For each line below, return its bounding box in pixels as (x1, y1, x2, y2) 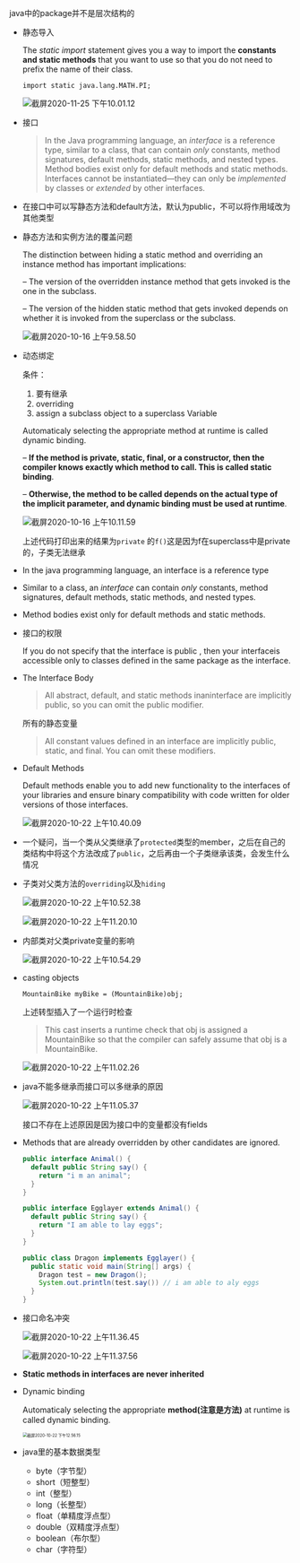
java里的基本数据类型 (21, 1446, 101, 1457)
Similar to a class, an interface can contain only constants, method (21, 582, 269, 593)
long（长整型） (35, 1499, 92, 1509)
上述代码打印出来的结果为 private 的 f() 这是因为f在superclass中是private (21, 536, 291, 546)
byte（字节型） (35, 1465, 92, 1476)
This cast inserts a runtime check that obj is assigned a (44, 1025, 248, 1035)
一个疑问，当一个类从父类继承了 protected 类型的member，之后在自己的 (21, 837, 286, 847)
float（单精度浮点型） (35, 1510, 116, 1521)
